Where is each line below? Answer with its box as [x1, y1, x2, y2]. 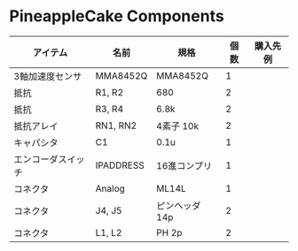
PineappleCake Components [9, 6, 224, 27]
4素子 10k [156, 119, 200, 132]
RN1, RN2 [95, 119, 137, 132]
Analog [95, 182, 126, 194]
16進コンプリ [156, 159, 213, 171]
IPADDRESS [95, 159, 145, 171]
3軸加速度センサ [13, 70, 82, 82]
